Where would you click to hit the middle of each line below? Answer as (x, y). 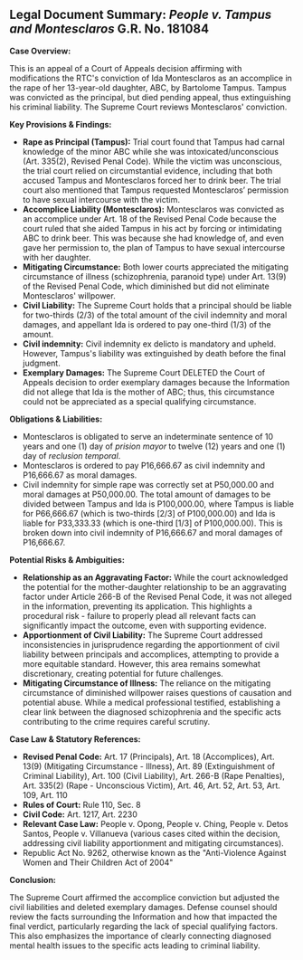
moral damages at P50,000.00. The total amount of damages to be (147, 494)
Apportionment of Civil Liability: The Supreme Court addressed (142, 635)
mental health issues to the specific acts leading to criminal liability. (135, 946)
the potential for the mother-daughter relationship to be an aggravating (154, 586)
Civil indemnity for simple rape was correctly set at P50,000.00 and (148, 484)
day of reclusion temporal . (71, 455)
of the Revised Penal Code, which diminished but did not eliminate (146, 286)
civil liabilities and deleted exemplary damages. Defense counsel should (143, 907)
